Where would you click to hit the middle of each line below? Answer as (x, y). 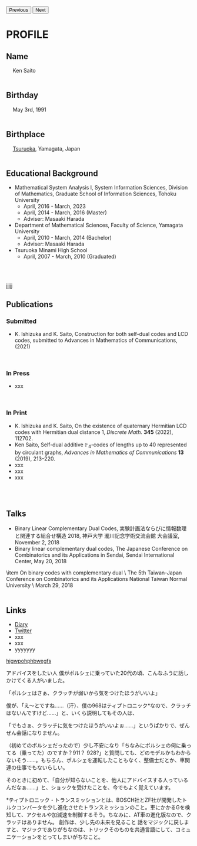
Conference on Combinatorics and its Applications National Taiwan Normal (97, 579)
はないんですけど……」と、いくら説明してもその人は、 (72, 713)
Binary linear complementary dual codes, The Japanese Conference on (101, 549)
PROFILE (27, 35)
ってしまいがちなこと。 (75, 837)
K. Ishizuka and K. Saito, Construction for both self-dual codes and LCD (101, 334)
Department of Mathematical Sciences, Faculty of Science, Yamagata (99, 225)
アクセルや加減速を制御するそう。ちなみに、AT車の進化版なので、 (106, 815)
